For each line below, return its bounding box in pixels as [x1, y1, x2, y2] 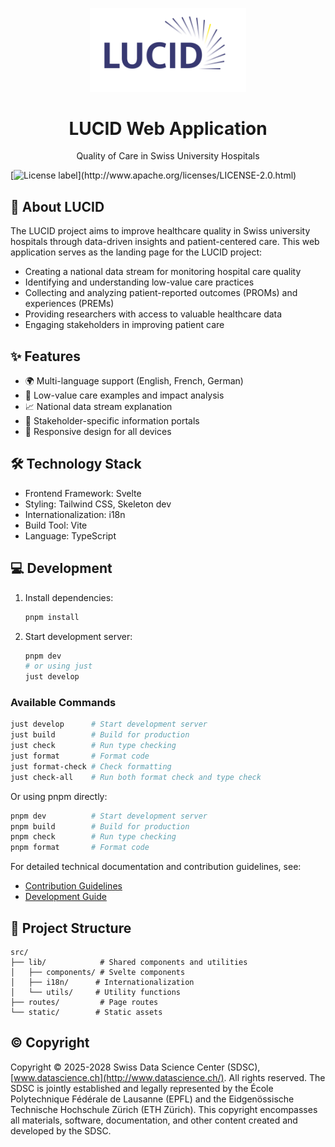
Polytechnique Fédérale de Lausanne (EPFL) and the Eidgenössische [10, 1093, 295, 1105]
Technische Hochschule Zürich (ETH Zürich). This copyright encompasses [10, 1103, 318, 1115]
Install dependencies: [24, 591, 114, 603]
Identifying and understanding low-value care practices [24, 276, 255, 288]
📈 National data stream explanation [24, 401, 173, 413]
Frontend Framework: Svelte [24, 487, 142, 499]
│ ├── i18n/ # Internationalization [10, 978, 195, 988]
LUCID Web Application [68, 117, 268, 140]
